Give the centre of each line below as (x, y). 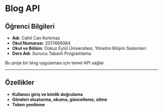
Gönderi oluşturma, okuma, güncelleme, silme (60, 99)
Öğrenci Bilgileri (30, 26)
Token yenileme (28, 104)
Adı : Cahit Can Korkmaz (36, 38)
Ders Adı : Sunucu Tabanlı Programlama (51, 53)
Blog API (23, 8)
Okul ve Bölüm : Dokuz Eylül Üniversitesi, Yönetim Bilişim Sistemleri (79, 48)
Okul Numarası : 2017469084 (41, 43)
